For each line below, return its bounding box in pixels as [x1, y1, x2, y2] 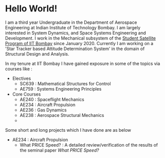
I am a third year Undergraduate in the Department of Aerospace [5, 19, 137, 25]
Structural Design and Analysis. [5, 51, 69, 57]
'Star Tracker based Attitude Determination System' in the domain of [5, 46, 145, 52]
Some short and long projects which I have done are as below [5, 127, 131, 133]
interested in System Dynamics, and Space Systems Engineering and [5, 30, 146, 36]
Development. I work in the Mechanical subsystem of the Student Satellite [5, 35, 156, 41]
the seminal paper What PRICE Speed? [19, 147, 99, 153]
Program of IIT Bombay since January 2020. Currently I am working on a [5, 40, 154, 46]
